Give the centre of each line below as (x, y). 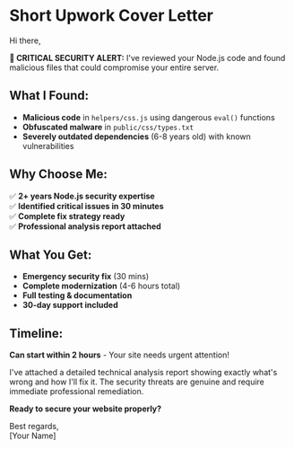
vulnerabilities (48, 145)
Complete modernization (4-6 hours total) (101, 286)
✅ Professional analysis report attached (85, 226)
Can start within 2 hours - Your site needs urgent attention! (120, 355)
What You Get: (51, 255)
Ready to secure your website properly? (86, 409)
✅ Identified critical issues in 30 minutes (86, 206)
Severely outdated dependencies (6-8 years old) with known (136, 136)
